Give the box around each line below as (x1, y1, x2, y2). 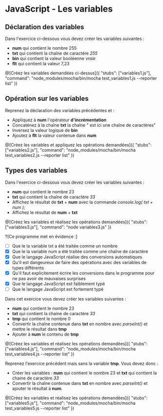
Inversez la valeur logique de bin (12, 127, 78, 133)
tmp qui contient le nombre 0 (12, 316, 71, 322)
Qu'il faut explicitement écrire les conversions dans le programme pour (12, 270, 155, 276)
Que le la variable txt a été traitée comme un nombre (12, 243, 118, 249)
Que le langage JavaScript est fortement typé (12, 286, 104, 292)
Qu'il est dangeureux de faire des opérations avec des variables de (12, 259, 147, 265)
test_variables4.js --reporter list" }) (5, 351, 74, 357)
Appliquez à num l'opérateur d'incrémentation (12, 117, 107, 123)
